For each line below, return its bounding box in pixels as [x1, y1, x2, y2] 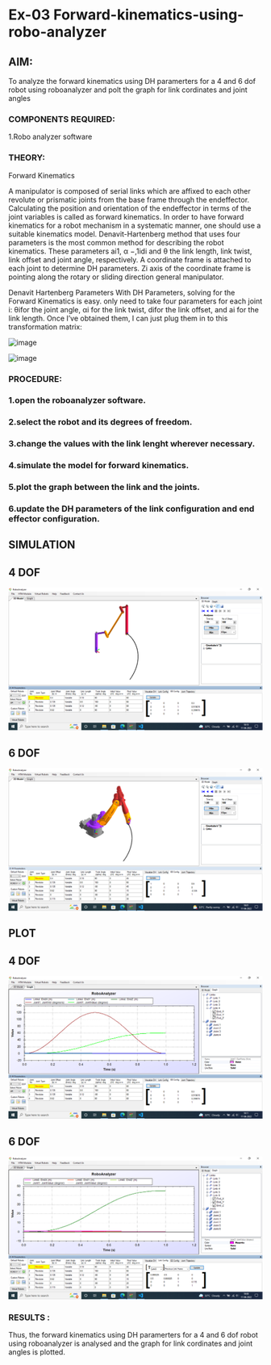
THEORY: [8, 152, 46, 163]
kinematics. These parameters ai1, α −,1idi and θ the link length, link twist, [8, 246, 252, 256]
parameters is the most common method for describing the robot [8, 237, 224, 247]
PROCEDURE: [8, 373, 62, 384]
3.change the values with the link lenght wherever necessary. [8, 438, 256, 450]
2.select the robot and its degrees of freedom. [8, 417, 193, 428]
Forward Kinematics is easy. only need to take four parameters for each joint [8, 296, 263, 306]
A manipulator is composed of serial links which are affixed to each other [8, 186, 252, 195]
